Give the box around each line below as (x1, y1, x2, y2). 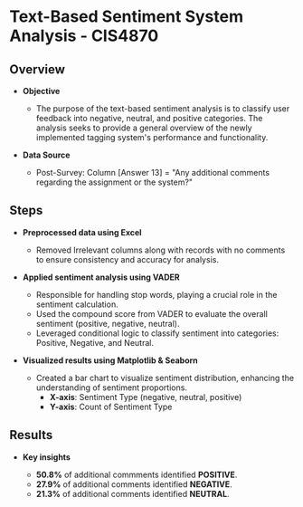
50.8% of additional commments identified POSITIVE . (35, 469, 238, 480)
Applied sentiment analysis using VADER (22, 272, 181, 282)
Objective (22, 86, 61, 96)
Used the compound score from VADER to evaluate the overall (35, 308, 269, 319)
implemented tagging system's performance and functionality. (35, 132, 269, 142)
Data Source (22, 149, 71, 160)
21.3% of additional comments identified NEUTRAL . (35, 488, 230, 499)
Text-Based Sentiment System (9, 6, 244, 27)
